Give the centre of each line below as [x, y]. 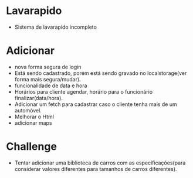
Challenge [32, 147]
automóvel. [28, 110]
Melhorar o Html [34, 117]
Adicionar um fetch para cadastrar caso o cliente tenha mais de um [96, 104]
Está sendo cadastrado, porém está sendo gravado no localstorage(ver [101, 73]
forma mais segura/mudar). [48, 79]
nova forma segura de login [48, 67]
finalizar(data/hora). [39, 98]
